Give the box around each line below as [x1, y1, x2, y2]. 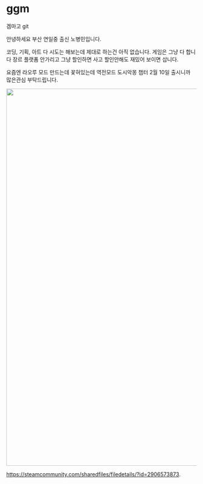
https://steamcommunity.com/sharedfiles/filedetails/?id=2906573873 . [6, 470, 181, 478]
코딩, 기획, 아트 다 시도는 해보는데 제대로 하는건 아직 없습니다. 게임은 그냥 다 [6, 48, 185, 56]
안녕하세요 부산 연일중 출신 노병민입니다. [6, 35, 101, 42]
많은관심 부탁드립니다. [6, 76, 59, 83]
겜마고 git [6, 22, 29, 30]
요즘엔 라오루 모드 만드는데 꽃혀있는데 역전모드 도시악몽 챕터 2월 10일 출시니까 [6, 68, 191, 75]
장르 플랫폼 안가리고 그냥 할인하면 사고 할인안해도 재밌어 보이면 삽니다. [12, 56, 179, 63]
